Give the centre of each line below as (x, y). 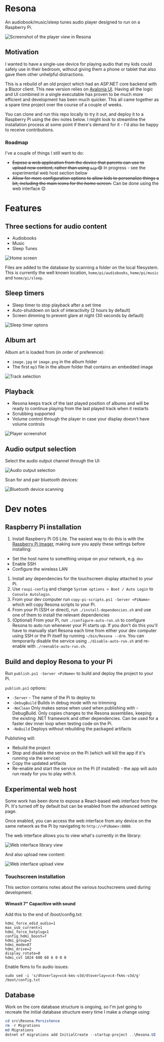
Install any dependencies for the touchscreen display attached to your (82, 579)
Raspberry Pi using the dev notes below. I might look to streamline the (75, 119)
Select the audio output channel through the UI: (53, 461)
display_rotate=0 (23, 953)
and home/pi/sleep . (24, 278)
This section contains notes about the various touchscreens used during (78, 887)
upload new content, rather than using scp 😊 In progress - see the (79, 168)
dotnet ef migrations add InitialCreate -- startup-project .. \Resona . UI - (83, 1035)
